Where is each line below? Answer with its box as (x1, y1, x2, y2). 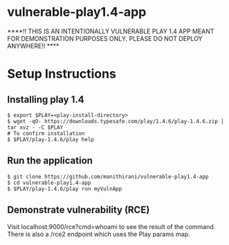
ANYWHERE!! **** (7, 42, 59, 50)
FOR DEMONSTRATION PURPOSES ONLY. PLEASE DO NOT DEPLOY (7, 34, 203, 42)
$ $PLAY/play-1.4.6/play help (7, 136, 95, 143)
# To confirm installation (7, 129, 85, 137)
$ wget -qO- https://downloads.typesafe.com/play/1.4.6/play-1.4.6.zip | (7, 118, 225, 125)
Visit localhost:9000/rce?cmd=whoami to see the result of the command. (7, 222, 216, 230)
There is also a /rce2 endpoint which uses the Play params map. (7, 230, 190, 238)
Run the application (7, 155, 93, 167)
